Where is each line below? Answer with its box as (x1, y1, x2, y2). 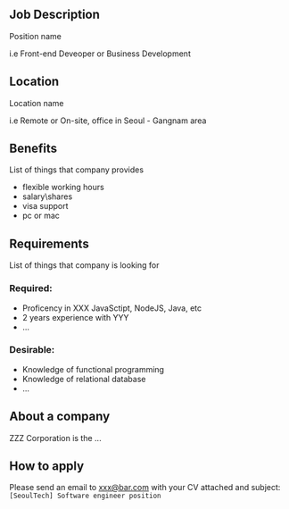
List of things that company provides (9, 164, 144, 175)
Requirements (9, 236, 89, 251)
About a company (9, 409, 111, 424)
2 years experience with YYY (21, 312, 129, 322)
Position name (9, 30, 62, 41)
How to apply (9, 459, 85, 474)
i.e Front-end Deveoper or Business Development (9, 48, 192, 59)
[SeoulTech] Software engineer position (9, 491, 162, 501)
